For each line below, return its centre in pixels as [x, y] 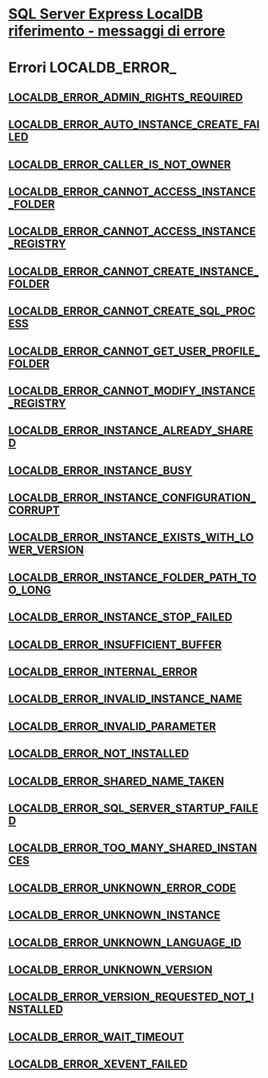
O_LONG [30, 590]
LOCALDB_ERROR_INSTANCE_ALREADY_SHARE [131, 431]
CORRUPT [34, 511]
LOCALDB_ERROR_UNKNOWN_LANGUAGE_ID [125, 943]
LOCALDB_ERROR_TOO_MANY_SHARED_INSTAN [133, 848]
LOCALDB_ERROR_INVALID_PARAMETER [112, 726]
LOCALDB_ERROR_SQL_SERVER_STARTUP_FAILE [133, 808]
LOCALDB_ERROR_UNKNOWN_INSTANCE [114, 915]
